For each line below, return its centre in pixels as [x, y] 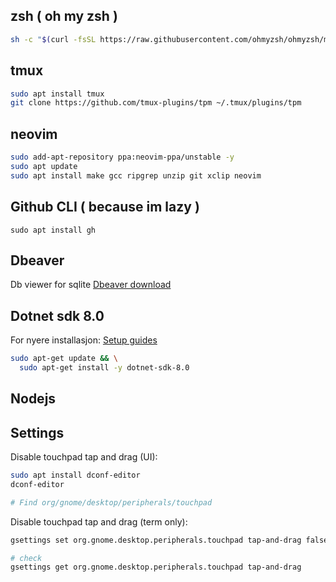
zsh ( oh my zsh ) [64, 16]
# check [26, 558]
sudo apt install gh [53, 230]
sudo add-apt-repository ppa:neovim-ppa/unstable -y [122, 157]
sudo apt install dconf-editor [75, 475]
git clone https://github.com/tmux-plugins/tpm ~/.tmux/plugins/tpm [156, 103]
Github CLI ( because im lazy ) [105, 207]
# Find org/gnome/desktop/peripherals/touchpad [111, 502]
